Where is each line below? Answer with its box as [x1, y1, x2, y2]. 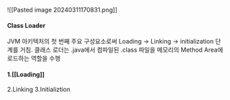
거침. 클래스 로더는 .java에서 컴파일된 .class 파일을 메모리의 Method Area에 [19, 46, 223, 54]
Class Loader [7, 21, 46, 29]
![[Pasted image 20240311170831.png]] [7, 6, 118, 14]
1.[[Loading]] [7, 70, 45, 78]
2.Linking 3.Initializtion [7, 85, 71, 94]
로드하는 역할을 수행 [7, 54, 60, 63]
